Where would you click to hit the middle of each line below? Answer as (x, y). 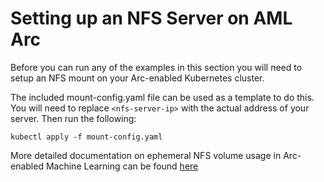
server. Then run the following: (73, 118)
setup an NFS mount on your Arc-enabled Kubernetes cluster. (137, 78)
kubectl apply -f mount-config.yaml (86, 137)
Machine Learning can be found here (122, 166)
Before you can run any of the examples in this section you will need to (156, 67)
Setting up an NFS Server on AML (151, 18)
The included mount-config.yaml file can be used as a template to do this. (162, 97)
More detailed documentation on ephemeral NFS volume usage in (146, 155)
